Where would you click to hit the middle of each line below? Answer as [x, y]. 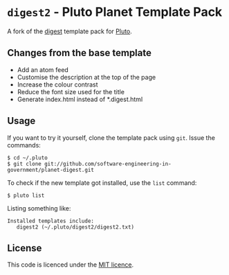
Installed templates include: [51, 221]
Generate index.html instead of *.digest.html [80, 99]
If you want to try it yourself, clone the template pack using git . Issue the [111, 137]
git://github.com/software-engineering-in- [108, 163]
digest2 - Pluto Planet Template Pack [115, 12]
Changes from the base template [80, 53]
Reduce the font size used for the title [71, 91]
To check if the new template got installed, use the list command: [102, 183]
